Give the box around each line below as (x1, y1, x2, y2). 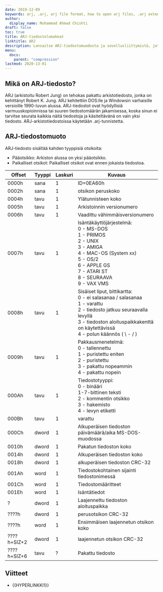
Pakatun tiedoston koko (77, 443, 132, 450)
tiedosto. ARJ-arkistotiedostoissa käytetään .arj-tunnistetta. (5, 118, 125, 124)
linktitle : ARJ (5, 39, 36, 44)
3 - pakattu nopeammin (77, 363, 132, 370)
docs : (9, 52, 21, 57)
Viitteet (5, 569, 28, 577)
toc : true (5, 30, 25, 35)
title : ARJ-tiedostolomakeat (5, 35, 64, 39)
